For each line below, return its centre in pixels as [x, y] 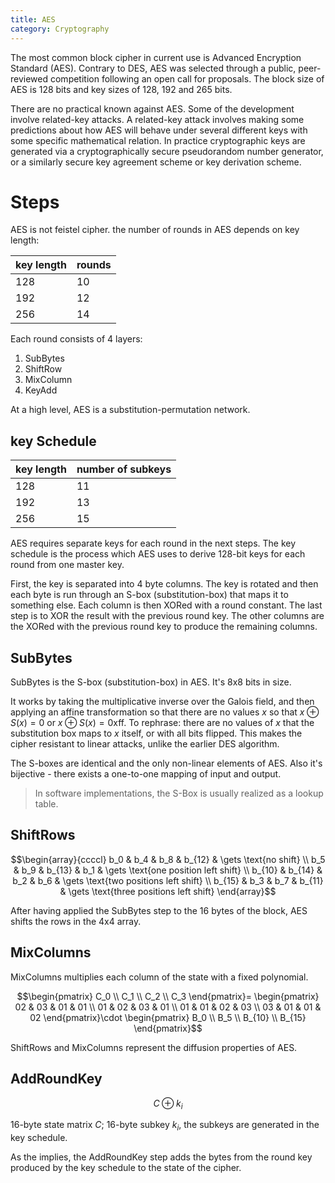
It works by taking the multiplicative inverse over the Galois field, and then [162, 702]
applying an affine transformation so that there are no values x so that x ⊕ [165, 712]
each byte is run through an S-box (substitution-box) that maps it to [149, 595]
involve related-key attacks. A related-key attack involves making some [157, 119]
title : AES [33, 19]
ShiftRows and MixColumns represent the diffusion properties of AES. [154, 1047]
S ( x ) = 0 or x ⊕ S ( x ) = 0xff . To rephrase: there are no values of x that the [162, 723]
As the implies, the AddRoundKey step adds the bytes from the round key [161, 1157]
